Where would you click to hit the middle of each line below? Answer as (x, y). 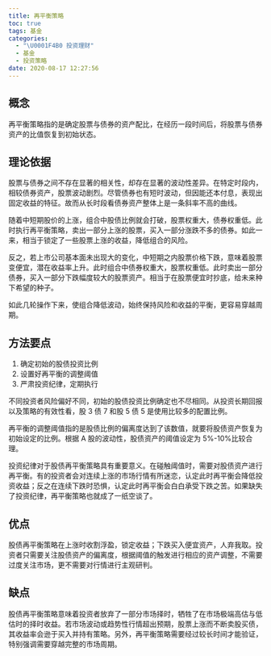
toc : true (25, 23)
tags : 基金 (25, 31)
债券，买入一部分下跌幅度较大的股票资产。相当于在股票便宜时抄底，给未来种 (135, 278)
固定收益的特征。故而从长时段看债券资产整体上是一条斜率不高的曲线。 (125, 203)
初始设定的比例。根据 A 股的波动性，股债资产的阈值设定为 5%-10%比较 (127, 439)
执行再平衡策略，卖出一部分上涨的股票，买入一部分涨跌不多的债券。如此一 (139, 230)
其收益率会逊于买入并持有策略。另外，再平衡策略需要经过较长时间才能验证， (135, 633)
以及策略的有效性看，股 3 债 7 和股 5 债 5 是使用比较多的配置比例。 (120, 412)
